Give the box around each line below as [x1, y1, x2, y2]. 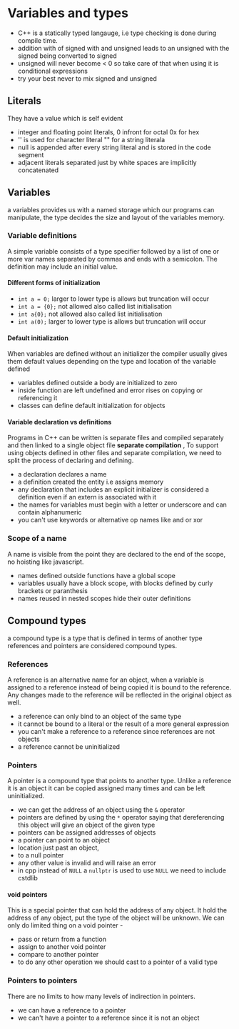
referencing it [17, 394, 58, 402]
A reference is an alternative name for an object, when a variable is [7, 675, 205, 684]
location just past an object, [17, 843, 100, 852]
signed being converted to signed [17, 51, 117, 60]
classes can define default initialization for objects [17, 402, 166, 410]
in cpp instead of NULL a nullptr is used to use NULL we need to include [17, 866, 227, 875]
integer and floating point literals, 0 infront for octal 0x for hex [17, 127, 200, 136]
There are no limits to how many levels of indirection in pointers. [7, 992, 196, 1000]
